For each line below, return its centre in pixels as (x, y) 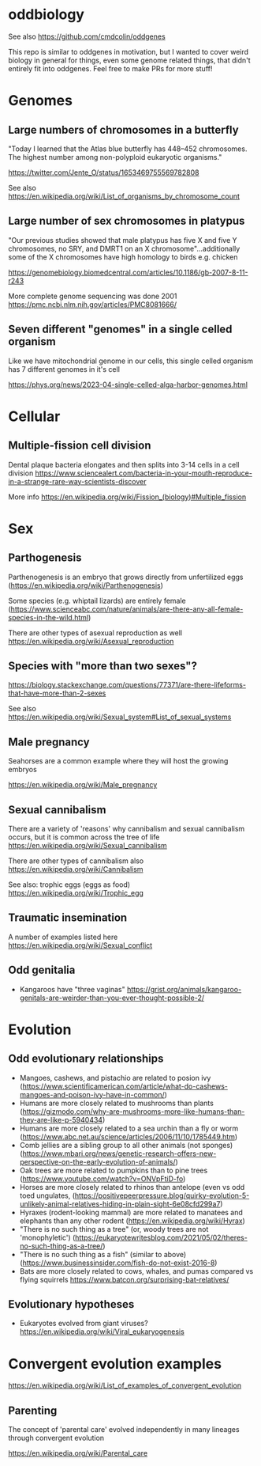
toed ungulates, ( (47, 1195)
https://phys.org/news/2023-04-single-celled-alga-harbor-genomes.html (128, 384)
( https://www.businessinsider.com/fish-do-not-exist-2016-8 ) (118, 1263)
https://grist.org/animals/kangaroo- (184, 989)
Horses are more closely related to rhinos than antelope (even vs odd (132, 1187)
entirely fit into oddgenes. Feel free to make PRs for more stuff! (110, 68)
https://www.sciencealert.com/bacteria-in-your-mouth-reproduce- (144, 473)
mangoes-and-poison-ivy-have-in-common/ (92, 1094)
